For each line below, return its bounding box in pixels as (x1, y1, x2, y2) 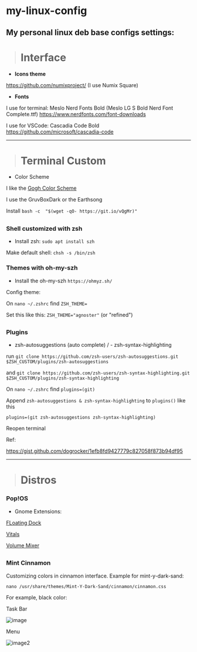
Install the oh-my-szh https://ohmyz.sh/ (14, 277, 113, 284)
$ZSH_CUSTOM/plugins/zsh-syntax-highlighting (6, 376, 119, 381)
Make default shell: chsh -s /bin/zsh (6, 249, 96, 256)
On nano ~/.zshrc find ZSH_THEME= (6, 300, 87, 307)
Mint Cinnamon (6, 559, 51, 567)
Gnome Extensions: (14, 508, 62, 515)
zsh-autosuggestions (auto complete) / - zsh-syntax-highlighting (14, 342, 172, 349)
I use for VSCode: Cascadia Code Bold (6, 122, 100, 129)
